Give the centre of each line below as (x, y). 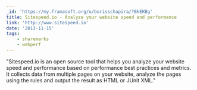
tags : (13, 34)
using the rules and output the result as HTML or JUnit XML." (81, 80)
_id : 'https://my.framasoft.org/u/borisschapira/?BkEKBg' (79, 12)
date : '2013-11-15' (30, 28)
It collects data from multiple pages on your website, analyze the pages (94, 74)
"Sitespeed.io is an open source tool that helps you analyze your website (95, 61)
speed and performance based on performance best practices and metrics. (99, 67)
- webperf (29, 45)
